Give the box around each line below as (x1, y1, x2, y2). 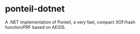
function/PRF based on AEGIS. (5, 24, 66, 30)
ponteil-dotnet (5, 3, 65, 14)
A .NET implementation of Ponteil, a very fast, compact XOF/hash (5, 19, 136, 25)
